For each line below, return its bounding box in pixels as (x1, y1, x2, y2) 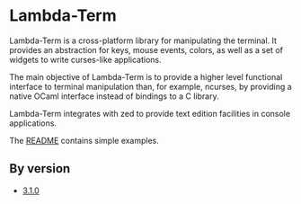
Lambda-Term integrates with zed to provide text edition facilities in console (9, 108, 290, 119)
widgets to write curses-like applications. (9, 54, 162, 65)
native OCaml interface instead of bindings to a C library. (9, 91, 219, 102)
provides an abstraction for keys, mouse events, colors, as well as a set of (9, 44, 283, 55)
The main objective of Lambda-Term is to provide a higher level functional (9, 71, 283, 82)
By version (9, 161, 71, 176)
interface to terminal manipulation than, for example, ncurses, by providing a (9, 81, 292, 92)
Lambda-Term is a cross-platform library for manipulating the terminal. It (9, 35, 277, 46)
